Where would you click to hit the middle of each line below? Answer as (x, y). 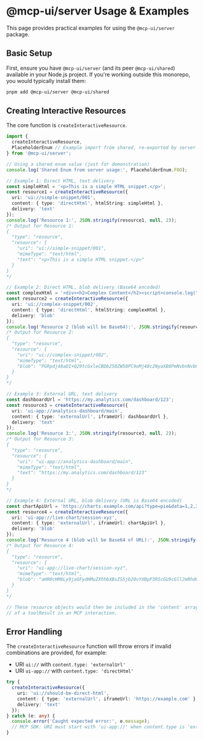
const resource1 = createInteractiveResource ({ (67, 192)
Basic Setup (29, 54)
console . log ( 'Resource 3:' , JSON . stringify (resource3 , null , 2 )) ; (92, 433)
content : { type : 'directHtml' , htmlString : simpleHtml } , (88, 203)
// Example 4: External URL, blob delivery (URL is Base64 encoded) (94, 501)
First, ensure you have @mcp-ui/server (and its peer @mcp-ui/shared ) (91, 68)
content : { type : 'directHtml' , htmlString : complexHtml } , (89, 310)
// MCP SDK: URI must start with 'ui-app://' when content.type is (98, 727)
